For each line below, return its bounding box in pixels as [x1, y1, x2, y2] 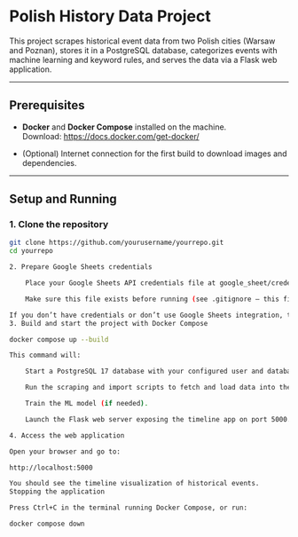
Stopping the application [9, 487, 105, 496]
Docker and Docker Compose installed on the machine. [21, 122, 227, 132]
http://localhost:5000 [9, 463, 93, 472]
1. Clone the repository [9, 218, 109, 231]
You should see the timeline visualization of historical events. [9, 479, 260, 488]
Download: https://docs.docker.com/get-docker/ [21, 130, 200, 141]
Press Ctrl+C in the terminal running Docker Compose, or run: [9, 503, 248, 512]
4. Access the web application [9, 430, 125, 440]
